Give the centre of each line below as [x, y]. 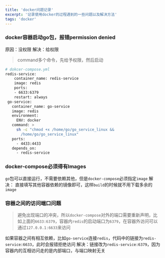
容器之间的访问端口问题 [33, 203]
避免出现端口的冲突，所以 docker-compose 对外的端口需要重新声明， [85, 215]
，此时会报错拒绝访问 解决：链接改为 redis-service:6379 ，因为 [96, 244]
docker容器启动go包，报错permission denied [60, 37]
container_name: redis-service [46, 79]
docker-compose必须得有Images [46, 167]
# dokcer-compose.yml [28, 69]
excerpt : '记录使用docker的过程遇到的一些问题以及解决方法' [61, 14]
